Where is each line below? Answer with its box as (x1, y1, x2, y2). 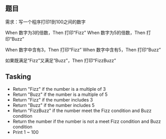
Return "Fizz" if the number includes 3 (12, 96, 93, 102)
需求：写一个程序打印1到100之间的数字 (5, 19, 86, 25)
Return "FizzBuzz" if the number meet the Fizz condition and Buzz (12, 108, 152, 114)
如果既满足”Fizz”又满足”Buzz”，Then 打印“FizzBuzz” (5, 57, 116, 63)
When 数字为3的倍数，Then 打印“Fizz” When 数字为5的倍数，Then (5, 29, 146, 36)
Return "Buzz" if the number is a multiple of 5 (12, 91, 108, 97)
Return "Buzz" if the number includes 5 (12, 102, 95, 108)
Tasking (5, 73, 31, 81)
